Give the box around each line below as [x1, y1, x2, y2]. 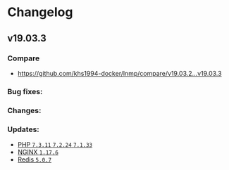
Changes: [7, 105, 42, 115]
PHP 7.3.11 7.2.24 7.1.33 [17, 140, 93, 149]
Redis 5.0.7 [17, 155, 51, 164]
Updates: [7, 124, 40, 134]
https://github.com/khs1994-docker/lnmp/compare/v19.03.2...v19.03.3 [17, 69, 222, 77]
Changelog [7, 4, 73, 20]
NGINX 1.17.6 [17, 148, 58, 157]
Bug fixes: [7, 86, 43, 96]
